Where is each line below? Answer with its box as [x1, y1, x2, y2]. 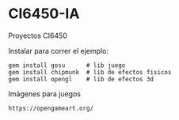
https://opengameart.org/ [8, 104, 93, 112]
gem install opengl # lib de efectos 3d [8, 75, 154, 83]
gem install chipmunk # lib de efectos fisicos [8, 68, 172, 76]
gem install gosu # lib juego [8, 61, 126, 69]
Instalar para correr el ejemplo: [8, 46, 109, 55]
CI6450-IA [8, 5, 80, 23]
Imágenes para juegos [8, 88, 82, 99]
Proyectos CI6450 [8, 31, 67, 40]
